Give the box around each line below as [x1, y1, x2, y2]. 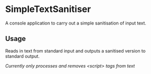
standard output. [5, 53, 40, 59]
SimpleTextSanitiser [5, 3, 91, 15]
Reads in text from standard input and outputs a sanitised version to [5, 47, 146, 53]
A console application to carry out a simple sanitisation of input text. [5, 20, 146, 26]
